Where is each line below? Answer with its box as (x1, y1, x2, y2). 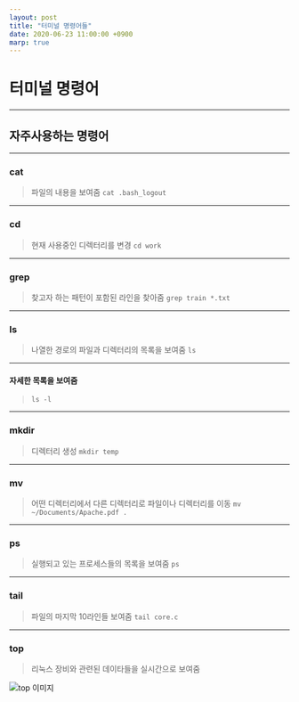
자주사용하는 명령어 (9, 128, 109, 143)
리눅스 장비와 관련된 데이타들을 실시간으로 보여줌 (30, 663, 200, 673)
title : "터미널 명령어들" (9, 21, 93, 30)
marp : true (9, 37, 50, 47)
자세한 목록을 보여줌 (9, 375, 78, 386)
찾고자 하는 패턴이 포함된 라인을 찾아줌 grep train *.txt (30, 291, 230, 303)
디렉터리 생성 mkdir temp (30, 445, 119, 456)
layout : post (9, 12, 58, 22)
